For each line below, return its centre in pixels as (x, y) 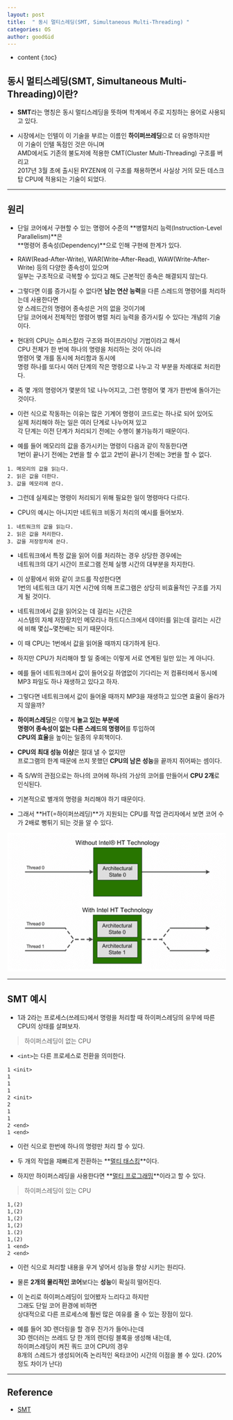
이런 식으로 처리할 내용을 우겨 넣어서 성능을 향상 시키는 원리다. (101, 1267)
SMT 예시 (27, 999)
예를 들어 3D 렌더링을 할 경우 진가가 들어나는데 (80, 1329)
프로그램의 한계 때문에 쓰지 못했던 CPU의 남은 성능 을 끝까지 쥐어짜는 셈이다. (119, 760)
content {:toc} (37, 57)
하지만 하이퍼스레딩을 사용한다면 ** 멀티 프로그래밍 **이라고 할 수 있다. (111, 1176)
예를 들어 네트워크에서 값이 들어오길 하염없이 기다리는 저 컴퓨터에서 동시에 (117, 672)
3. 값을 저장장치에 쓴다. (38, 542)
